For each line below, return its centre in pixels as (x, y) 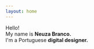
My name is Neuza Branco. (39, 34)
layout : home (21, 11)
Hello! (13, 28)
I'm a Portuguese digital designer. (47, 40)
